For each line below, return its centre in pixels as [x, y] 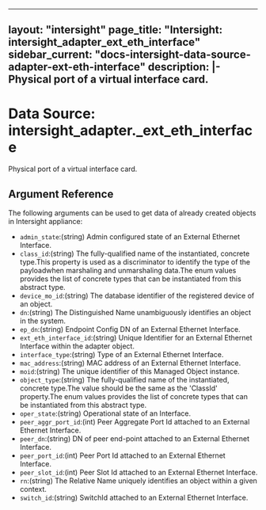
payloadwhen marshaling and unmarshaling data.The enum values [128, 271]
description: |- [184, 67]
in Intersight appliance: [46, 222]
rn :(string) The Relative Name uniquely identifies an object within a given [138, 481]
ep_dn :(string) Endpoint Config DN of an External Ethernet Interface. [130, 329]
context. [33, 489]
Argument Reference [61, 194]
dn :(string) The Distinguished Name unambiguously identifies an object [135, 313]
